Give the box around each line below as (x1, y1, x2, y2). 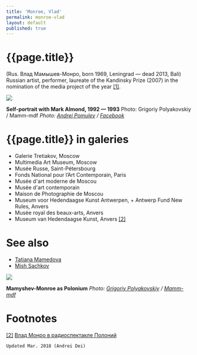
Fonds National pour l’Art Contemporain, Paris (14, 172, 127, 179)
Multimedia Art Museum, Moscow (14, 159, 98, 166)
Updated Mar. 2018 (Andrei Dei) (6, 343, 86, 349)
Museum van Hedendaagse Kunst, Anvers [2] (14, 215, 126, 223)
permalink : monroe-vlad (6, 14, 65, 20)
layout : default (6, 20, 46, 26)
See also (6, 236, 49, 250)
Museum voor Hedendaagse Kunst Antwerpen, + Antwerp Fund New (14, 196, 183, 204)
